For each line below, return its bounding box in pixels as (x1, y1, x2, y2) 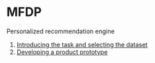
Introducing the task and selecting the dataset (16, 40, 148, 48)
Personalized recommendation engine (6, 27, 115, 35)
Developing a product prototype (16, 48, 108, 56)
